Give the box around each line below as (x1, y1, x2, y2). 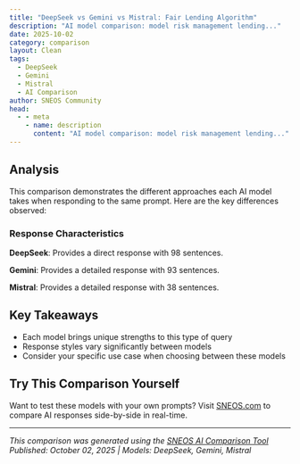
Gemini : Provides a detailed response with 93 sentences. (9, 264, 221, 275)
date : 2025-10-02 (9, 29, 74, 38)
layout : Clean (9, 46, 62, 55)
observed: (9, 204, 47, 215)
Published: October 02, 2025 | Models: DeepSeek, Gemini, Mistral (9, 444, 252, 455)
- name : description (25, 121, 102, 130)
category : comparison (9, 37, 90, 47)
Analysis (9, 162, 60, 178)
